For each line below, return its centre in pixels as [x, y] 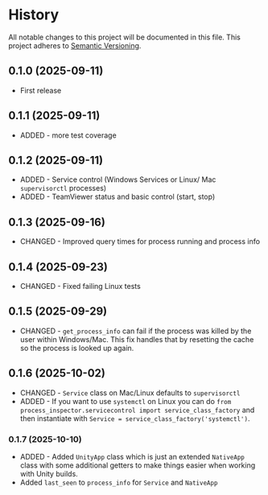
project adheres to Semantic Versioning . [75, 45]
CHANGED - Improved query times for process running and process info [140, 241]
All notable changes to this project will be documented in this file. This [125, 37]
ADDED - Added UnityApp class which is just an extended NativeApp [132, 456]
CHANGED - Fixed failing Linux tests [80, 286]
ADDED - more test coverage [68, 135]
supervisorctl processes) [63, 188]
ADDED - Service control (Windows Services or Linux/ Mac [118, 179]
